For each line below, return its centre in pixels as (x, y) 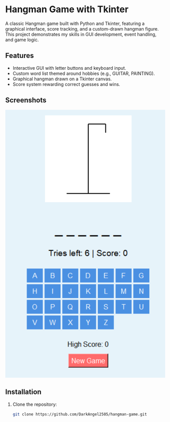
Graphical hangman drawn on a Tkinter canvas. (62, 79)
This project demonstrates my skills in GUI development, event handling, (81, 34)
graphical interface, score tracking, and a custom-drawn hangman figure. (82, 29)
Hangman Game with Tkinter (67, 9)
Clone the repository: (35, 404)
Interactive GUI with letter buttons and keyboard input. (69, 68)
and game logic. (22, 40)
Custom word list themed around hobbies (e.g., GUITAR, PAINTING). (84, 73)
